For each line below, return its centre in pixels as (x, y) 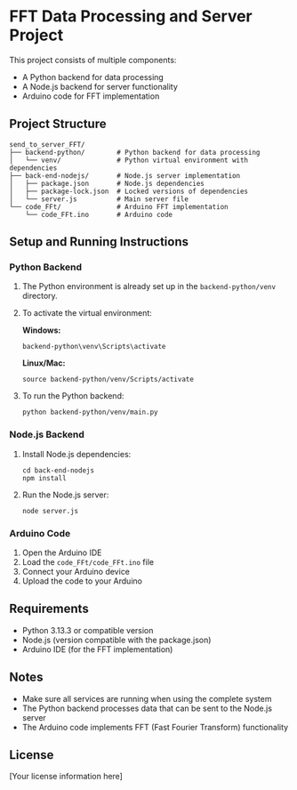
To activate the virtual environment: (87, 313)
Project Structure (58, 124)
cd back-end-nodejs (58, 470)
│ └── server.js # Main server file (99, 199)
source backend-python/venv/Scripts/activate (108, 380)
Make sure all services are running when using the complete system (147, 698)
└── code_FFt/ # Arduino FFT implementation (119, 206)
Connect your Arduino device (76, 572)
